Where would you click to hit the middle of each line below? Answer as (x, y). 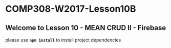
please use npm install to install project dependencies (63, 40)
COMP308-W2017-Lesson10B (71, 9)
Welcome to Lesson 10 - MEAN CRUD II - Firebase (86, 28)
